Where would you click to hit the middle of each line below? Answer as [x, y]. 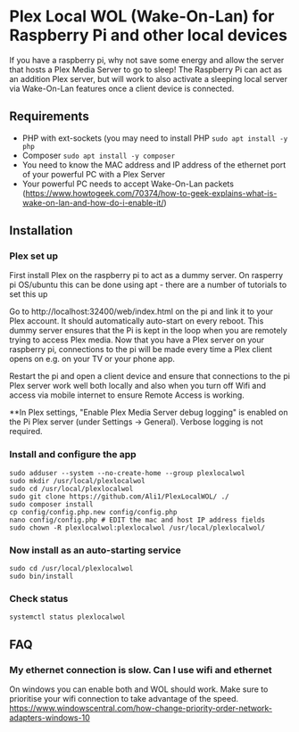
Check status [39, 598]
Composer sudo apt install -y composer [99, 155]
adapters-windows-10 [50, 718]
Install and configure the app [73, 455]
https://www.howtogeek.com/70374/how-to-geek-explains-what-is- [151, 193]
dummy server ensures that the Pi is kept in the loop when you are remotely [148, 331]
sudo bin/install [42, 577]
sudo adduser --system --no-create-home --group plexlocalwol [127, 473]
